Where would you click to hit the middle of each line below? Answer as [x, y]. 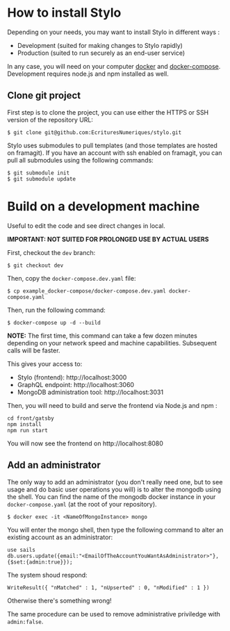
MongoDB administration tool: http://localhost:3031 [90, 392]
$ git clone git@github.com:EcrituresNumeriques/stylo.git [95, 132]
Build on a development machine [104, 206]
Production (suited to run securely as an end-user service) [101, 53]
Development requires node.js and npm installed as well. [88, 74]
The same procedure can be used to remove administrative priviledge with [114, 614]
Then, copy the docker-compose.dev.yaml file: [72, 278]
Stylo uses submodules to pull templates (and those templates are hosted [112, 145]
